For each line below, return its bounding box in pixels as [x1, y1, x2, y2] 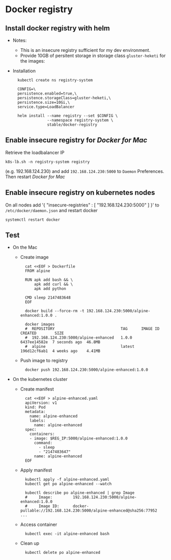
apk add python [34, 286, 66, 291]
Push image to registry [20, 358, 68, 364]
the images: [20, 58, 45, 64]
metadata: [24, 409, 46, 415]
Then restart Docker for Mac [5, 173, 65, 180]
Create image [20, 254, 49, 260]
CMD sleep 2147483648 [24, 295, 71, 301]
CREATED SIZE [20, 331, 64, 336]
